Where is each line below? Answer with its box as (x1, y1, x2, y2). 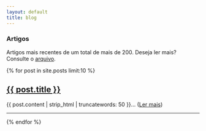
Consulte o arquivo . (6, 55, 56, 62)
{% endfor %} (6, 118, 42, 126)
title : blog (6, 15, 37, 21)
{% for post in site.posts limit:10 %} (6, 66, 96, 74)
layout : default (6, 9, 48, 15)
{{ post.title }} (6, 85, 61, 95)
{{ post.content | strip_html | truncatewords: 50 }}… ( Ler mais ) (6, 101, 163, 108)
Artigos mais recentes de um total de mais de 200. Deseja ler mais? (6, 48, 177, 55)
